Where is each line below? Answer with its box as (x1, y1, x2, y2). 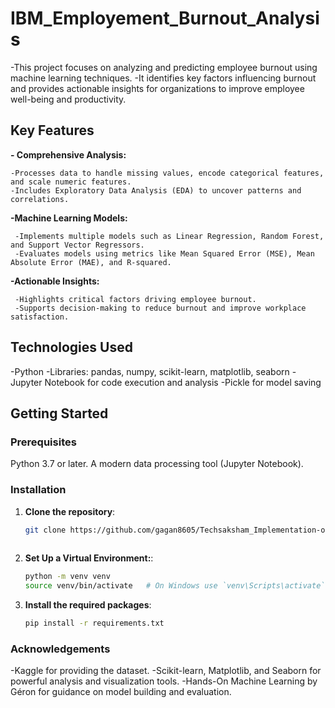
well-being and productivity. (10, 93, 127, 105)
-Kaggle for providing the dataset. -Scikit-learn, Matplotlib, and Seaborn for (10, 665, 322, 677)
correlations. (10, 194, 70, 204)
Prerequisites (10, 435, 77, 449)
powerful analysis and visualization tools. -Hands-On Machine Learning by (10, 675, 318, 687)
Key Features (10, 122, 95, 139)
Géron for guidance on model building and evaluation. (10, 686, 232, 698)
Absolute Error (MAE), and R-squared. (10, 257, 172, 267)
